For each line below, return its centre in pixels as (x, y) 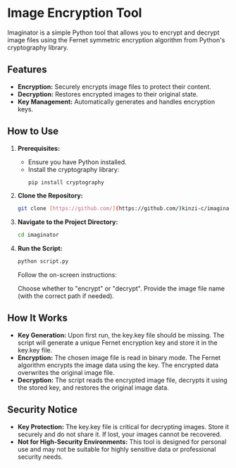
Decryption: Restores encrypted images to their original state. (108, 94)
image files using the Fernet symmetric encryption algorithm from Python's (116, 39)
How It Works (38, 318)
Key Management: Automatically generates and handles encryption (116, 101)
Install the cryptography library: (74, 169)
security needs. (40, 457)
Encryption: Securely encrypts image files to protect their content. (114, 87)
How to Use (33, 131)
